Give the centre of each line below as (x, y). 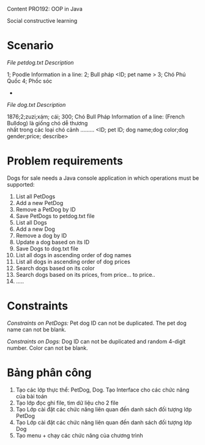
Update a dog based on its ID (53, 242)
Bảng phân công (49, 373)
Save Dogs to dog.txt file (47, 249)
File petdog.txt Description (40, 62)
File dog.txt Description (36, 104)
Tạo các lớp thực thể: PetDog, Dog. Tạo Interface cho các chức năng (102, 390)
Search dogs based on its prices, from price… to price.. (85, 274)
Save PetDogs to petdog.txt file (55, 216)
